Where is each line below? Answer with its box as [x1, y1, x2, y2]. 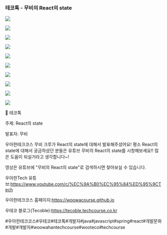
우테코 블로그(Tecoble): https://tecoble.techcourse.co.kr [5, 208, 118, 214]
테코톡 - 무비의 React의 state [5, 4, 72, 11]
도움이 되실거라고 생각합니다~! [10, 154, 70, 160]
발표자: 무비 [5, 131, 28, 137]
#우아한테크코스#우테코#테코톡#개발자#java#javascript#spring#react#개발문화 [5, 218, 162, 224]
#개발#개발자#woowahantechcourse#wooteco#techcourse [5, 225, 125, 231]
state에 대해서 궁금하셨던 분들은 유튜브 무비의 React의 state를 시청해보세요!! [5, 148, 154, 154]
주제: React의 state [5, 120, 43, 126]
